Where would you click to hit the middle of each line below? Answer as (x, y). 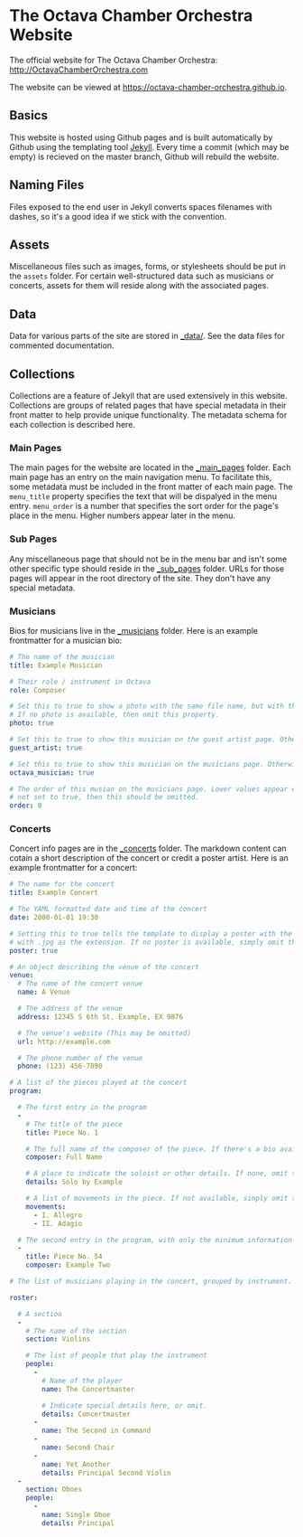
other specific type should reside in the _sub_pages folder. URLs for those (147, 568)
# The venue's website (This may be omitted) (105, 1033)
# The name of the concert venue (80, 984)
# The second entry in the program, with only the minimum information (155, 1240)
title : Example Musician (56, 665)
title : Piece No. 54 (64, 1257)
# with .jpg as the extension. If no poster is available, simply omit (147, 942)
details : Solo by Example (74, 1182)
